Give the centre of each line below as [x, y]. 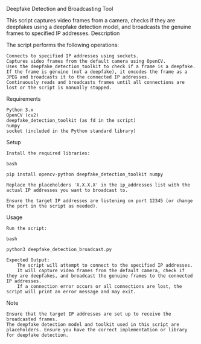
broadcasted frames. [32, 319]
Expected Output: [28, 260]
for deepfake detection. [37, 335]
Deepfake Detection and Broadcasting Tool [60, 9]
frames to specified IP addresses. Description [63, 33]
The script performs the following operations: [63, 45]
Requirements [24, 99]
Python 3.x [20, 110]
